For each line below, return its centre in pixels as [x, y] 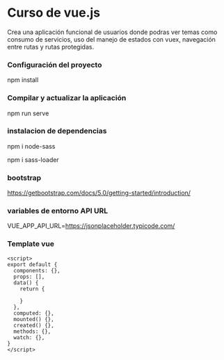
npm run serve [28, 113]
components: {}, [37, 270]
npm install [23, 80]
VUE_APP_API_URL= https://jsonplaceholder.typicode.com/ [91, 226]
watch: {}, [29, 337]
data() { [26, 283]
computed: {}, [34, 313]
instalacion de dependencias [57, 131]
